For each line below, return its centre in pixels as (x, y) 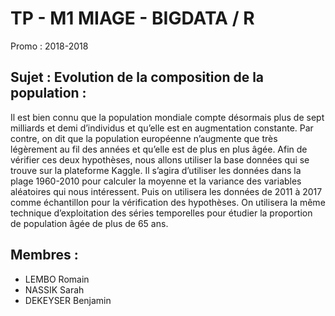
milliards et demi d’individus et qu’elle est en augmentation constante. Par (162, 128)
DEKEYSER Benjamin (68, 300)
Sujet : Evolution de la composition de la (137, 77)
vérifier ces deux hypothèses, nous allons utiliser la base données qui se (160, 159)
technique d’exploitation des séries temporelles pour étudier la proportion (161, 213)
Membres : (44, 255)
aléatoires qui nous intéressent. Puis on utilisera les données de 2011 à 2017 (166, 191)
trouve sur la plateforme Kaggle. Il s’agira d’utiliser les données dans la (156, 170)
